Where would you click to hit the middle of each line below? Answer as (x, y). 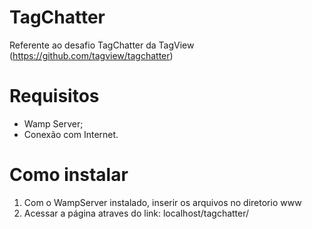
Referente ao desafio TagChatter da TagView (102, 45)
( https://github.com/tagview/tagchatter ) (91, 55)
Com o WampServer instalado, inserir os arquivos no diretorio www (162, 202)
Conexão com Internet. (71, 134)
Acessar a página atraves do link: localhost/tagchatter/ (136, 213)
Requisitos (54, 96)
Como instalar (69, 175)
